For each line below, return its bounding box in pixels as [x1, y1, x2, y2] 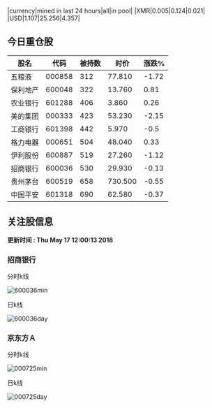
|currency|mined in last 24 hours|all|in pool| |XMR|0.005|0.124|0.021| [7, 7, 206, 15]
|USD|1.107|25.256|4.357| [7, 14, 80, 22]
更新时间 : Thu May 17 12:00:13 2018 [7, 235, 114, 244]
